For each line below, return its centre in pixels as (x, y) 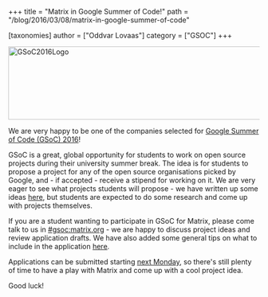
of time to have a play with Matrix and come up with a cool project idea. (126, 270)
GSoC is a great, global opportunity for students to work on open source (127, 155)
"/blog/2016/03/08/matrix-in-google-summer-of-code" (99, 20)
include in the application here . (59, 246)
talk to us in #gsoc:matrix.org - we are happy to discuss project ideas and (129, 229)
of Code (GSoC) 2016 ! (45, 139)
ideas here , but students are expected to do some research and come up (128, 197)
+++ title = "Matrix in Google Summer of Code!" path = (99, 12)
